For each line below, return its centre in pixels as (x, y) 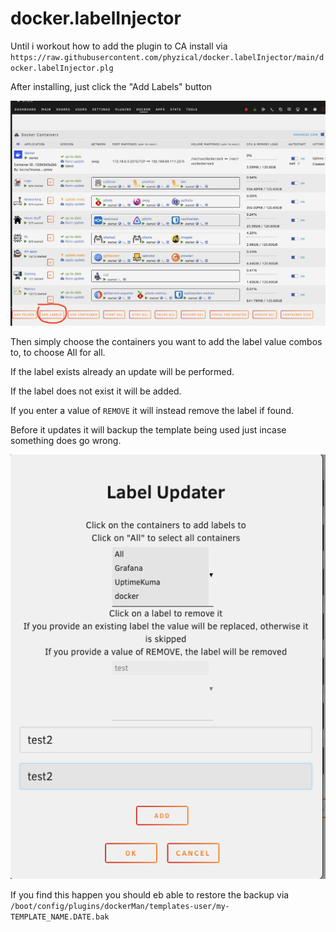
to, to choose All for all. (58, 352)
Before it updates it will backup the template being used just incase (148, 429)
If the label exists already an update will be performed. (122, 371)
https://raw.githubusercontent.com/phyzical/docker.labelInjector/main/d (167, 57)
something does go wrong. (66, 440)
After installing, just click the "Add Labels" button (111, 86)
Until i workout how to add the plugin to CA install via (119, 46)
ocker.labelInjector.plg (62, 68)
